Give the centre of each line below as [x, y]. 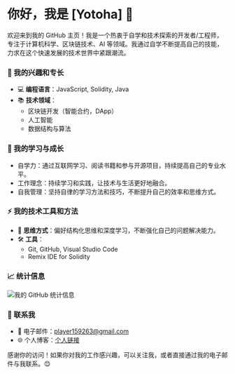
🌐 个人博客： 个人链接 [48, 340]
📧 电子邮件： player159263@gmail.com [73, 331]
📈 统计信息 [26, 276]
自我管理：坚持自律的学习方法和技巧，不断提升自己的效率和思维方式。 [119, 192]
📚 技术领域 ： [37, 100]
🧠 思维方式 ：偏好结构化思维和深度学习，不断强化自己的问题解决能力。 [118, 230]
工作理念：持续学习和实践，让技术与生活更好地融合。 [94, 182]
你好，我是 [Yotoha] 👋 [71, 14]
